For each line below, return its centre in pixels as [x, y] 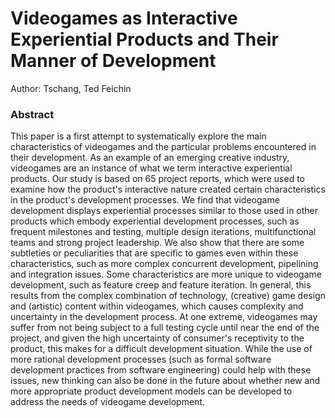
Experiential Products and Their [144, 39]
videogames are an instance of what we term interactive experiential [151, 168]
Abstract [32, 114]
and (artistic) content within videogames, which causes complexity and [157, 306]
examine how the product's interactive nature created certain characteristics [168, 189]
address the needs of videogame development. [107, 402]
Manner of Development [113, 61]
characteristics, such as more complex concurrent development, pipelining [164, 264]
